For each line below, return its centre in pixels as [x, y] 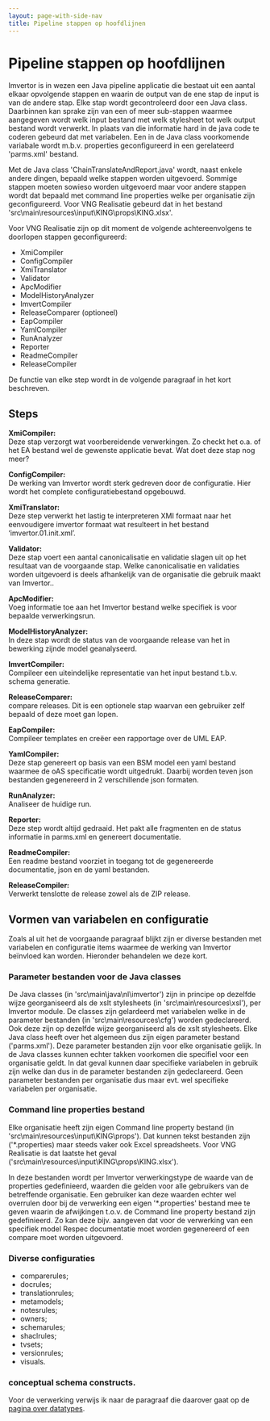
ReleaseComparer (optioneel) [69, 312]
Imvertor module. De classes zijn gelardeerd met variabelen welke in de [127, 1012]
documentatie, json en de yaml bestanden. [79, 870]
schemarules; [43, 1327]
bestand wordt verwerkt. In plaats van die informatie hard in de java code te [134, 128]
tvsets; [31, 1344]
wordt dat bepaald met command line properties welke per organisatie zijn [132, 195]
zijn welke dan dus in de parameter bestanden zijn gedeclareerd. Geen [126, 1071]
